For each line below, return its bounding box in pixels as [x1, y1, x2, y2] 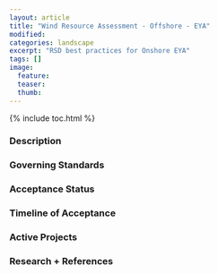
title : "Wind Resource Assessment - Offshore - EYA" [9, 21, 211, 30]
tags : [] [9, 55, 42, 64]
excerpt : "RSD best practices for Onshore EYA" [9, 47, 191, 56]
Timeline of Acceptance [9, 207, 117, 219]
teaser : [17, 80, 47, 89]
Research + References [9, 255, 114, 268]
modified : [9, 30, 47, 39]
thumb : [17, 88, 42, 97]
